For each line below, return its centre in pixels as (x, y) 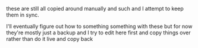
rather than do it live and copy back (50, 39)
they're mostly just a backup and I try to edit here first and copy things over (98, 33)
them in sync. (23, 15)
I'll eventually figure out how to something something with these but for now (99, 26)
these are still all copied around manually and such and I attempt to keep (95, 9)
